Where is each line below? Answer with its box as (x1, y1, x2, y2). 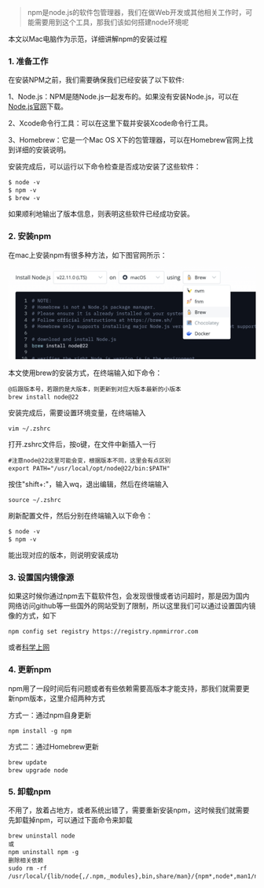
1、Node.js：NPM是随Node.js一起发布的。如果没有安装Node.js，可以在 (8, 92, 240, 102)
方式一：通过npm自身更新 (8, 710, 92, 719)
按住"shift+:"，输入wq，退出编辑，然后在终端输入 (8, 480, 169, 489)
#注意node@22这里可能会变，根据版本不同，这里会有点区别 (8, 457, 171, 465)
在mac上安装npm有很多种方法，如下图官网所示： (8, 250, 167, 259)
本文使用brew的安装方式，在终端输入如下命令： (8, 368, 163, 377)
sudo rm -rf (8, 864, 47, 872)
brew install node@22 (8, 393, 79, 401)
